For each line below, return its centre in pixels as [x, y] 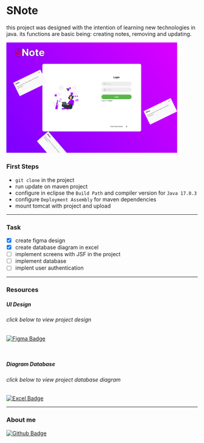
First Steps [23, 167]
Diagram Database [31, 364]
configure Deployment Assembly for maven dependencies [86, 199]
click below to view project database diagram [64, 379]
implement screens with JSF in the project [68, 254]
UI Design [19, 304]
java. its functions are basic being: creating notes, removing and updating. [99, 33]
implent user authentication [49, 268]
